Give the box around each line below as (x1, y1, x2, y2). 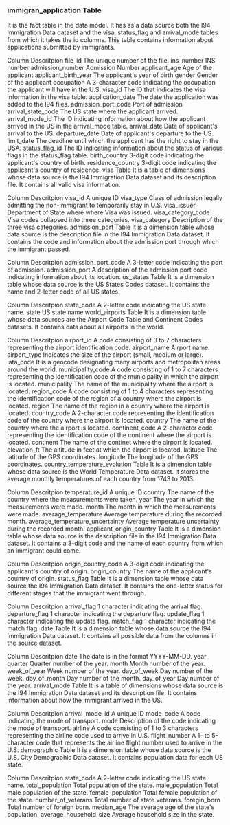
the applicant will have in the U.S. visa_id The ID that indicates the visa (7, 85, 206, 94)
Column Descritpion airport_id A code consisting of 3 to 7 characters (7, 336, 202, 344)
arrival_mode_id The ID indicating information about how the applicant (7, 115, 206, 123)
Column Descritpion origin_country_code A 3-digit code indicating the (7, 560, 205, 569)
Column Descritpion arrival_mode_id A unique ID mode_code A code (7, 709, 201, 718)
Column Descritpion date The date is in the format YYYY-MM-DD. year (7, 652, 207, 661)
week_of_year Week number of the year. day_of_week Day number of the (7, 667, 213, 675)
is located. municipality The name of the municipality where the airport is (7, 380, 214, 388)
